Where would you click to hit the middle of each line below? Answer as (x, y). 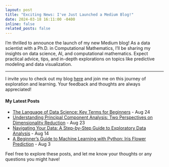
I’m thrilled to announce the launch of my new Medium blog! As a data (78, 43)
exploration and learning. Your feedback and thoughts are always (73, 84)
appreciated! (18, 90)
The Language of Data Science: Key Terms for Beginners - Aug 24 (81, 112)
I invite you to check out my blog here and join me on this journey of (76, 79)
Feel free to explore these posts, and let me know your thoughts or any (78, 154)
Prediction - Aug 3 (31, 144)
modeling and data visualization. (39, 64)
